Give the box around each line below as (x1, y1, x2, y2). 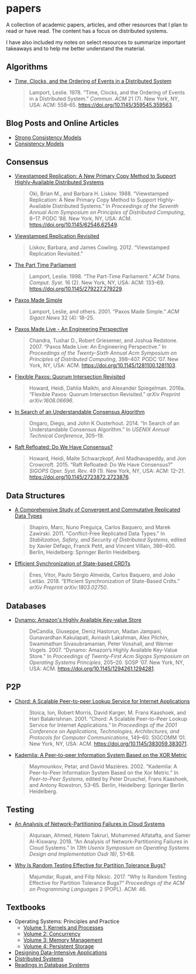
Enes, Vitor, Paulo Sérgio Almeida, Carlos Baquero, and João (29, 571, 176, 578)
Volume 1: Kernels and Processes (23, 924, 104, 931)
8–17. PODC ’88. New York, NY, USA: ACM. (29, 215, 132, 222)
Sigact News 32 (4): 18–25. (29, 314, 95, 321)
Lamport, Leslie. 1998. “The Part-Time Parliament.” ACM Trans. (29, 273, 181, 280)
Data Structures (6, 491, 66, 500)
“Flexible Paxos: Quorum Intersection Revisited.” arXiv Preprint (29, 391, 180, 398)
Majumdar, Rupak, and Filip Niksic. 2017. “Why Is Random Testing (29, 873, 187, 880)
